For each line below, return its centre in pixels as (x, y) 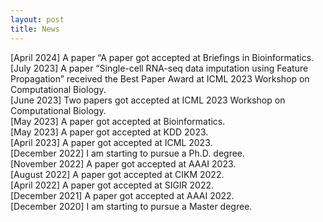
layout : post (37, 19)
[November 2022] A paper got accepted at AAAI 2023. (123, 163)
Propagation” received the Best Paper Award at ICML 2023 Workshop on (160, 78)
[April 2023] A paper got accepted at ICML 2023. (111, 142)
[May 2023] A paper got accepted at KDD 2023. (109, 132)
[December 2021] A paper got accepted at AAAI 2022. (122, 195)
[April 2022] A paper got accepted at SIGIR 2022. (112, 185)
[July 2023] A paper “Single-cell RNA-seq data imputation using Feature (159, 68)
